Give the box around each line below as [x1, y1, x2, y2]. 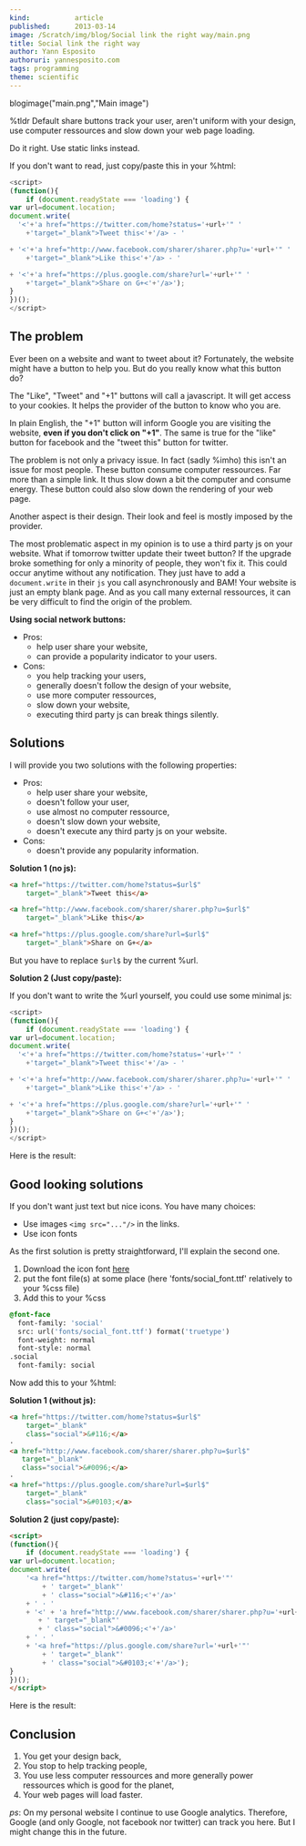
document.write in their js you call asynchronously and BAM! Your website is [9, 576, 297, 587]
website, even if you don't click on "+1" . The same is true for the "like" [9, 427, 276, 438]
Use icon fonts [22, 1228, 77, 1239]
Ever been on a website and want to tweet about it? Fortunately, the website [9, 352, 294, 364]
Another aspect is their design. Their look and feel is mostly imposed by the [9, 511, 293, 522]
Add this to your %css [22, 1292, 107, 1303]
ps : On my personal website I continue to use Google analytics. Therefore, [9, 1807, 288, 1818]
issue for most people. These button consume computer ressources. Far [9, 464, 281, 474]
